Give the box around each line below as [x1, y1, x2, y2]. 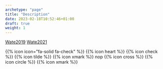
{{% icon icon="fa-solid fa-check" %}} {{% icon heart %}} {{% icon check [5, 49, 158, 55]
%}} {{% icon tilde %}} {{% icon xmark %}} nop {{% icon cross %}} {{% [5, 54, 153, 60]
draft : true [5, 21, 30, 26]
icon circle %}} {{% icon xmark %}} [5, 59, 78, 65]
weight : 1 [5, 26, 26, 31]
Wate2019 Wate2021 [5, 39, 47, 45]
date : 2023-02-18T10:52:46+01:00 [5, 16, 75, 21]
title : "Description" [5, 12, 50, 17]
